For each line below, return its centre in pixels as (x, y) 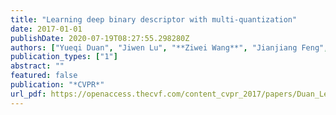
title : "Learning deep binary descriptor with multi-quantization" (154, 19)
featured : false (44, 76)
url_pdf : (28, 94)
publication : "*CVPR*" (57, 85)
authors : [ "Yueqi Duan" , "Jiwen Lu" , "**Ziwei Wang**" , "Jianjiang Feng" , (169, 47)
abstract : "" (37, 66)
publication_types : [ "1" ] (64, 57)
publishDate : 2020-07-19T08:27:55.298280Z (100, 38)
